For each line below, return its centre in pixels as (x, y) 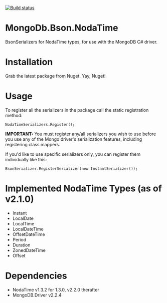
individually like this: (26, 159)
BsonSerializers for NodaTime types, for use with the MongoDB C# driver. (81, 42)
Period (19, 239)
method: (14, 115)
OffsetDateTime (29, 234)
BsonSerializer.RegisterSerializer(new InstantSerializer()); (71, 169)
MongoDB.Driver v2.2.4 (37, 295)
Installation (29, 62)
